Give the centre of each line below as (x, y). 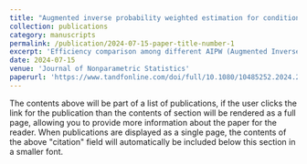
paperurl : (28, 77)
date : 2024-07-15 (42, 60)
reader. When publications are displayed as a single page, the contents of (148, 132)
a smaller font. (37, 151)
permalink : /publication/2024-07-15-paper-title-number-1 (122, 43)
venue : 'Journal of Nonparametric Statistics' (100, 69)
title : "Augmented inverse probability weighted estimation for (134, 18)
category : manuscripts (53, 35)
